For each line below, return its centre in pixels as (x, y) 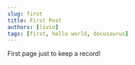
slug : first (25, 14)
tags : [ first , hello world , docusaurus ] (68, 34)
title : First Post (34, 20)
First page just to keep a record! (54, 54)
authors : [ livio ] (33, 27)
